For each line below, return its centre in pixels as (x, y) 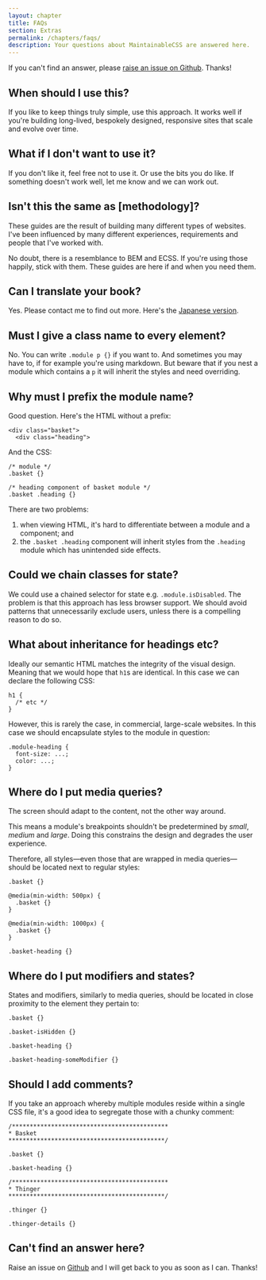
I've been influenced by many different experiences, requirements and (123, 234)
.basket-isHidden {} (42, 1032)
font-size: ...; (42, 754)
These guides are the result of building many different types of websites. (127, 226)
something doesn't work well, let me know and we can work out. (114, 181)
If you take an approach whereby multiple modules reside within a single (127, 1103)
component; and (46, 533)
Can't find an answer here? (77, 1249)
